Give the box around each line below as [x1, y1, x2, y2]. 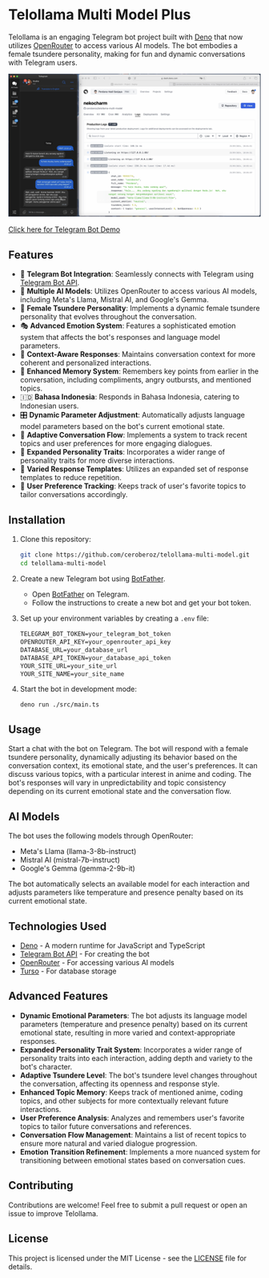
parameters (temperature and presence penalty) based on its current [19, 1019, 248, 1029]
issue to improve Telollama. [8, 1208, 98, 1218]
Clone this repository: [19, 535, 91, 544]
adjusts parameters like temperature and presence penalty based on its [8, 888, 244, 897]
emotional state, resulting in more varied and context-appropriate [19, 1028, 236, 1037]
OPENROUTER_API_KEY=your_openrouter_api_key [19, 637, 171, 646]
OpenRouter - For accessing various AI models [19, 958, 175, 968]
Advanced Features [8, 989, 109, 1003]
